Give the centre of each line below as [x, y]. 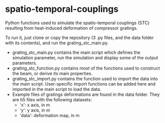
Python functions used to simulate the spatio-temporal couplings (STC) [77, 23]
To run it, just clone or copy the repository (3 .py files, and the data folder [80, 38]
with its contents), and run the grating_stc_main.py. [57, 42]
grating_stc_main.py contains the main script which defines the [76, 52]
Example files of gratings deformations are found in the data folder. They [86, 94]
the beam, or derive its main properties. [52, 73]
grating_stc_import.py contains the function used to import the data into [85, 79]
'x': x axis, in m [35, 105]
